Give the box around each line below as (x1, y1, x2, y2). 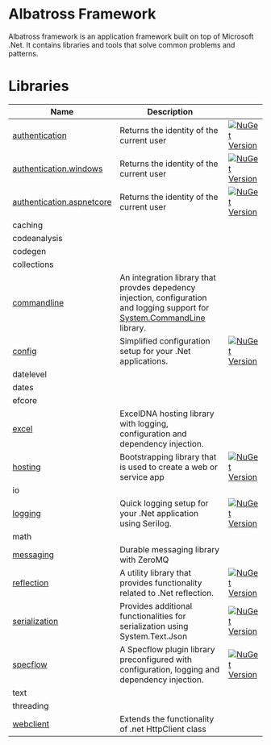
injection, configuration (119, 292, 207, 303)
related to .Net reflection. (119, 587, 215, 598)
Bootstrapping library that (119, 451, 217, 462)
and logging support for (119, 302, 210, 313)
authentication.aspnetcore (12, 196, 112, 207)
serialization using (119, 620, 189, 631)
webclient (12, 718, 50, 730)
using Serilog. (119, 518, 172, 529)
